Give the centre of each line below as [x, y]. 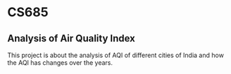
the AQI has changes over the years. [60, 63]
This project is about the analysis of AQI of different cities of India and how [115, 55]
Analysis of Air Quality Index [71, 38]
